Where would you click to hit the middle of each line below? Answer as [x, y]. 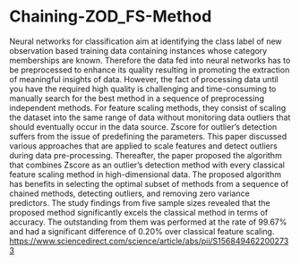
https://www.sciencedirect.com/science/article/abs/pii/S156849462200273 [149, 241]
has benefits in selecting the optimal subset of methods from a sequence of [149, 183]
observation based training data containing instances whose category [138, 50]
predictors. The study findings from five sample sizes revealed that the [140, 202]
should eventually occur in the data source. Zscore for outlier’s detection [143, 126]
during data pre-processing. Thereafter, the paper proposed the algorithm [146, 155]
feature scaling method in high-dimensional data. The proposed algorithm [146, 174]
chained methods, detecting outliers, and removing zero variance [130, 193]
